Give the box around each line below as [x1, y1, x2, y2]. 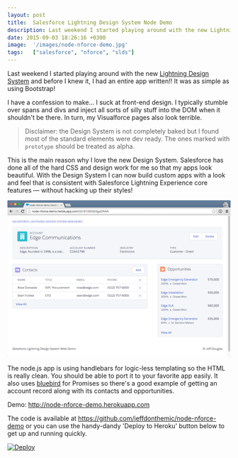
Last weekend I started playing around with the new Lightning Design [7, 70, 210, 77]
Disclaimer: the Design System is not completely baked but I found [24, 127, 220, 135]
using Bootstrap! [7, 84, 55, 92]
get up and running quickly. [7, 429, 87, 437]
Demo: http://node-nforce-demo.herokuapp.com [7, 400, 150, 408]
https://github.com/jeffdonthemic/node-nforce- [77, 414, 217, 422]
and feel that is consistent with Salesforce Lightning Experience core [7, 178, 208, 187]
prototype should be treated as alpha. [24, 142, 135, 151]
